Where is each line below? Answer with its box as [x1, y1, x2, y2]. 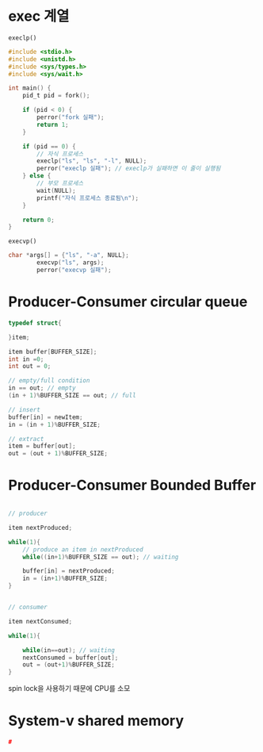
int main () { [8, 84, 51, 92]
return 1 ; [36, 121, 69, 129]
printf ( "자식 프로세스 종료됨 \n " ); [36, 194, 139, 202]
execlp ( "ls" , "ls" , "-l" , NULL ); [36, 157, 147, 165]
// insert [8, 405, 41, 413]
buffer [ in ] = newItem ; [8, 413, 83, 421]
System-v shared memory [8, 712, 185, 730]
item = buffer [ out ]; [8, 442, 77, 451]
